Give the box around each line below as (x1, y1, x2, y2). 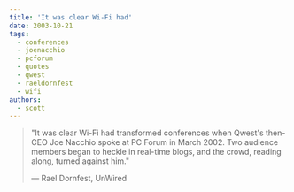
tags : (9, 29, 29, 38)
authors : (9, 95, 42, 104)
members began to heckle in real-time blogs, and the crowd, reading (30, 147, 282, 157)
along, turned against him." (30, 156, 130, 166)
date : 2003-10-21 (9, 21, 73, 30)
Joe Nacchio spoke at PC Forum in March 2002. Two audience (50, 137, 279, 148)
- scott (17, 104, 46, 112)
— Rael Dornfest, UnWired (30, 173, 128, 184)
